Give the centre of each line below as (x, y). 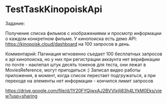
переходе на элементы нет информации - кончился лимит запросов (79, 81)
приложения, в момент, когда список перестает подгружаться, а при (80, 75)
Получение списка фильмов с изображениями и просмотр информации (83, 33)
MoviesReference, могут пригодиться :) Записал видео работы (73, 70)
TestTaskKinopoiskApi (54, 9)
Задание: (15, 23)
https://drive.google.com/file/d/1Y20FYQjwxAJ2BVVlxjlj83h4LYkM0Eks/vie (83, 90)
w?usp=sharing (22, 96)
